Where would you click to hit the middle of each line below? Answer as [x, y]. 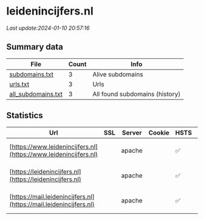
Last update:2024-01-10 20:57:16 [48, 28]
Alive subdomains [118, 74]
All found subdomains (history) [137, 94]
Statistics [25, 115]
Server [132, 133]
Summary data [35, 47]
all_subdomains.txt [36, 94]
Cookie [159, 133]
